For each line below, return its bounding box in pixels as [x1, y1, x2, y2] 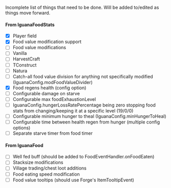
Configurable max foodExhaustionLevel [12, 96, 96, 102]
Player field [12, 33, 37, 39]
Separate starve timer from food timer [12, 130, 93, 136]
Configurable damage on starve [12, 90, 80, 96]
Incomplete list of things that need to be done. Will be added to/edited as [5, 5, 159, 10]
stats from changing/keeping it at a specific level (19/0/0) [12, 108, 134, 114]
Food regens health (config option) [12, 85, 87, 91]
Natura [12, 68, 28, 74]
